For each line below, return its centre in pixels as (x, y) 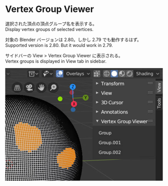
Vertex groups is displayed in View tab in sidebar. (56, 61)
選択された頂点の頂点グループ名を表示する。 (51, 23)
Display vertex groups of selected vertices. (49, 29)
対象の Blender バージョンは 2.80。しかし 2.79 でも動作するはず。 (73, 39)
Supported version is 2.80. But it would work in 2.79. (59, 45)
